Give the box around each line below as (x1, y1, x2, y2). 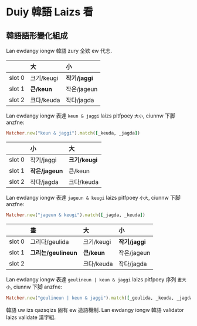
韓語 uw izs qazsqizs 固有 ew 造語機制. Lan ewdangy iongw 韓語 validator (6, 306, 185, 313)
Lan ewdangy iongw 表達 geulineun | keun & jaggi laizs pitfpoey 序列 (6, 275, 176, 283)
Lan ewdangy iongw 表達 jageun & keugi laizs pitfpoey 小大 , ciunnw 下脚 (6, 194, 181, 201)
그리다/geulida (30, 237, 69, 246)
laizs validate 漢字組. (6, 314, 56, 321)
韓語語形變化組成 (6, 31, 68, 41)
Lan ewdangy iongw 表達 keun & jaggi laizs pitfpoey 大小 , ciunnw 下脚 (6, 112, 176, 119)
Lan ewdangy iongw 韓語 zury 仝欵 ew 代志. (6, 48, 113, 54)
